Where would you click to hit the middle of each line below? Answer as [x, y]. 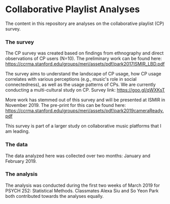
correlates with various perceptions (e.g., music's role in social [71, 79]
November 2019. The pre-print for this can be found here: [66, 105]
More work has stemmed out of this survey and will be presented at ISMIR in [85, 100]
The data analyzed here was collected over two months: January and [78, 156]
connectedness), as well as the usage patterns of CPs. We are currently [81, 84]
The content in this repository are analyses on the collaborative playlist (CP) [85, 23]
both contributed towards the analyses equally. [54, 196]
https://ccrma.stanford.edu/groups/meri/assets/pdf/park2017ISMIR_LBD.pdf [85, 64]
